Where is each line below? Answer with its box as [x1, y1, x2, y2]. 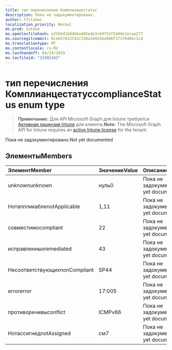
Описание [143, 167, 169, 174]
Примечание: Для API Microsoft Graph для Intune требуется [17, 116, 149, 122]
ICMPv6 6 [98, 308, 122, 316]
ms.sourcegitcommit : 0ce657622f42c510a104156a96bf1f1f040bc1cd [5, 36, 143, 42]
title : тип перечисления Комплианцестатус [5, 7, 97, 13]
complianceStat [92, 88, 161, 100]
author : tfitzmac [5, 17, 42, 22]
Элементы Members [5, 152, 73, 160]
